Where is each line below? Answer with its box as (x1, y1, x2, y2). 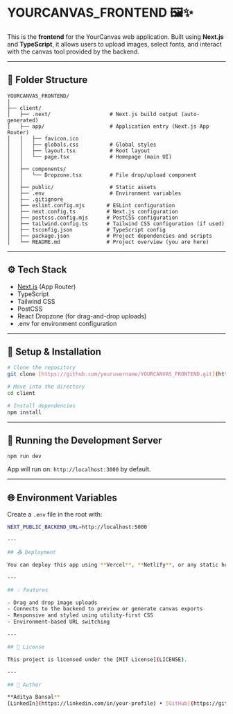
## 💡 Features (7, 586, 49, 594)
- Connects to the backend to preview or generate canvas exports (7, 606, 203, 612)
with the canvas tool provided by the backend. (7, 47, 140, 56)
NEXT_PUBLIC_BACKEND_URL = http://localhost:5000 (7, 524, 148, 531)
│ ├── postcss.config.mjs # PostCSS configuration (7, 214, 178, 221)
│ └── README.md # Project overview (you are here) (7, 238, 209, 245)
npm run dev (7, 453, 42, 460)
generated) (7, 117, 39, 124)
